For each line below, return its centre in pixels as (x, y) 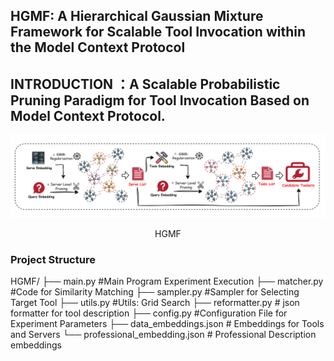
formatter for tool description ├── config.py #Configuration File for (149, 313)
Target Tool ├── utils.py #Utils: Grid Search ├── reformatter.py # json (155, 303)
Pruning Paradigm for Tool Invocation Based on (160, 100)
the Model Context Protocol (98, 47)
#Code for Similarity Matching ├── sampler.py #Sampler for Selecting (155, 292)
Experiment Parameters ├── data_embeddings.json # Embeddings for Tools (167, 324)
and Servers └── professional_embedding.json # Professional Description (163, 335)
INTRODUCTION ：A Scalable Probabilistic (145, 84)
